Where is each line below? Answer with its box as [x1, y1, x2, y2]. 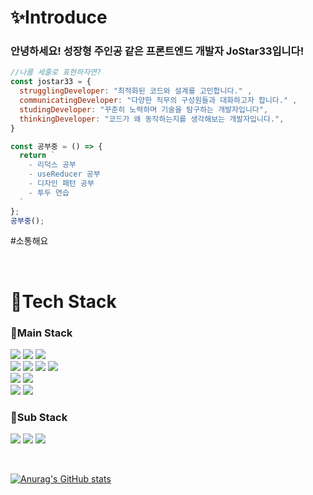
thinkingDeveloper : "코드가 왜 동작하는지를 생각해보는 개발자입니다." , [19, 114, 285, 124]
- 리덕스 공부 [28, 160, 77, 170]
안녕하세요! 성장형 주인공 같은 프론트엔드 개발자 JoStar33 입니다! [10, 44, 305, 58]
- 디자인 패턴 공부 [28, 179, 95, 189]
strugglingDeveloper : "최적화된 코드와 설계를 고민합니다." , [19, 86, 253, 96]
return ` [19, 151, 56, 161]
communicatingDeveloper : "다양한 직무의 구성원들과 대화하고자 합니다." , [19, 96, 298, 106]
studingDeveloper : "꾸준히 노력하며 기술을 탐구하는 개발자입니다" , [19, 104, 269, 115]
